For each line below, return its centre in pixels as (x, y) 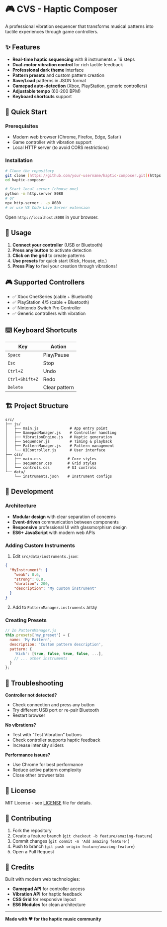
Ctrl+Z (15, 371)
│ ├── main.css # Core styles (51, 459)
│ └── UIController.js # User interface (55, 450)
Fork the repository (32, 830)
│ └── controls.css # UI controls (51, 467)
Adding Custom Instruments (40, 545)
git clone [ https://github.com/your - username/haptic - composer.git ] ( (78, 175)
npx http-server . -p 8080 (33, 203)
